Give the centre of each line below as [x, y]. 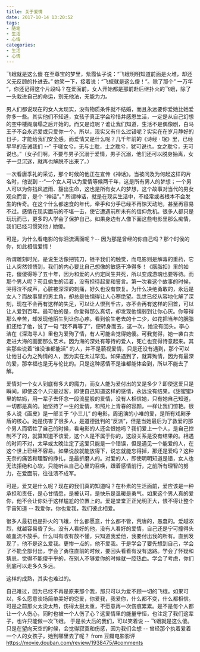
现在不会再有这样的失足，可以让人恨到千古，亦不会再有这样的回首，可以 [105, 304]
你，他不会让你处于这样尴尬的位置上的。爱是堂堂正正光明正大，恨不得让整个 [100, 501]
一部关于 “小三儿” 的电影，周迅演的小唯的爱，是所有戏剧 [117, 413]
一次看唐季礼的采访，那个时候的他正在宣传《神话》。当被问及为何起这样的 [96, 174]
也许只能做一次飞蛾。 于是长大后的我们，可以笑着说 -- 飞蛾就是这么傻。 [104, 621]
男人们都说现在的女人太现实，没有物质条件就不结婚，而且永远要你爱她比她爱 [100, 109]
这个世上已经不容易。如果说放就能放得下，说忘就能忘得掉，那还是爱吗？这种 [100, 451]
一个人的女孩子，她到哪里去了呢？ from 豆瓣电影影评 [71, 636]
